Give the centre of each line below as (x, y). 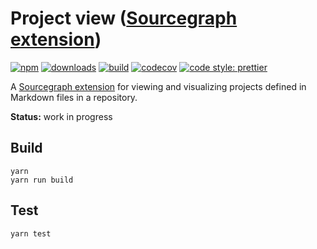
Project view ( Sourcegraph (124, 18)
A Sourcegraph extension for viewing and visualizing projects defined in (158, 86)
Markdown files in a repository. (74, 97)
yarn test (31, 233)
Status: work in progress (61, 116)
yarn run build (42, 180)
